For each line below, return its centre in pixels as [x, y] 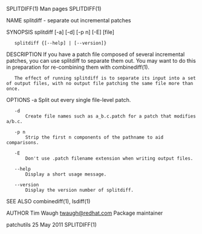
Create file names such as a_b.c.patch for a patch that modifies [111, 116]
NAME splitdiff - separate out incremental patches [69, 20]
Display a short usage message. [66, 174]
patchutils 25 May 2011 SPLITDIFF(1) [51, 225]
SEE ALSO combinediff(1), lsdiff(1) [48, 201]
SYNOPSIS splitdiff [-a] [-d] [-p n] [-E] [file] [60, 32]
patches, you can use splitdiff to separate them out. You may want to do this [101, 61]
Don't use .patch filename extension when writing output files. [109, 159]
